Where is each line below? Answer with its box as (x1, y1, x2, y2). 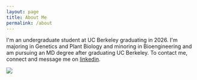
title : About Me (6, 14, 47, 20)
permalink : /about (6, 20, 52, 26)
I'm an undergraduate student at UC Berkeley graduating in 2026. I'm (6, 37, 178, 44)
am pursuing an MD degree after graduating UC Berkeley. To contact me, (6, 49, 188, 57)
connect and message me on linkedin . (6, 55, 101, 63)
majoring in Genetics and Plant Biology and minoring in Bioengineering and (6, 43, 192, 50)
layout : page (6, 8, 39, 15)
